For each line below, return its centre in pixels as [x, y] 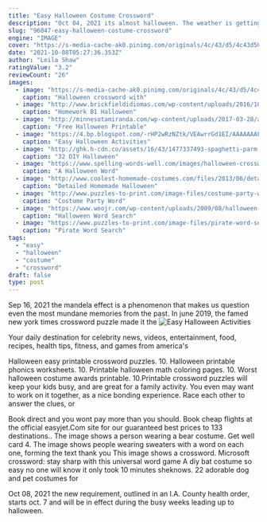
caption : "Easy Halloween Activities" [87, 141]
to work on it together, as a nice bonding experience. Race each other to [127, 395]
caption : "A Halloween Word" [71, 171]
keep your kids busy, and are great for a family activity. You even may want [131, 387]
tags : [17, 238]
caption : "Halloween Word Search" [79, 216]
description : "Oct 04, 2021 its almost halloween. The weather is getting [135, 23]
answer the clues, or [42, 404]
